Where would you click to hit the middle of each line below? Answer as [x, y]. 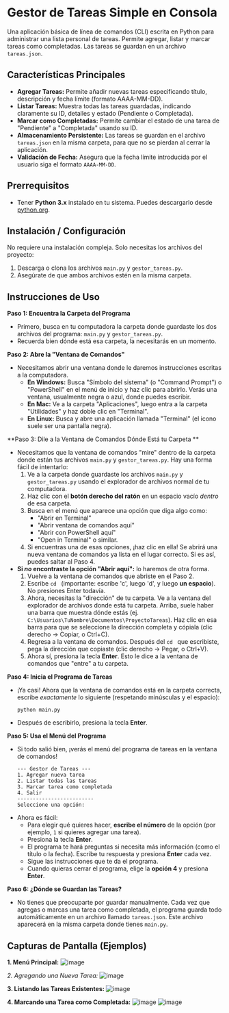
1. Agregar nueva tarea [51, 775]
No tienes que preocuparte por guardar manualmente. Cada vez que [113, 903]
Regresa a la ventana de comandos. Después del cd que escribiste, [123, 642]
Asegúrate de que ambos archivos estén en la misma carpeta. [104, 275]
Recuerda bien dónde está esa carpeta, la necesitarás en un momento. [117, 341]
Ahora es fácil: [37, 818]
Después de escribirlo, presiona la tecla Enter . [82, 723]
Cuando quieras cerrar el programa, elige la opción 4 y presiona [118, 868]
